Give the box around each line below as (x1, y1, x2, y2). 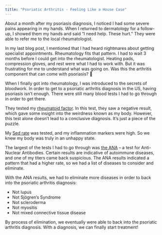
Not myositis (12, 204, 37, 210)
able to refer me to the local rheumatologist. (5, 36, 93, 42)
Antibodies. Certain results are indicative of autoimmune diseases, (21, 150, 154, 156)
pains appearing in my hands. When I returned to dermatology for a (5, 25, 140, 31)
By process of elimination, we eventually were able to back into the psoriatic (5, 219, 158, 225)
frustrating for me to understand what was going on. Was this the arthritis (5, 66, 152, 72)
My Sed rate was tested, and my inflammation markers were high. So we (5, 130, 150, 136)
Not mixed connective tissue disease (12, 209, 86, 216)
